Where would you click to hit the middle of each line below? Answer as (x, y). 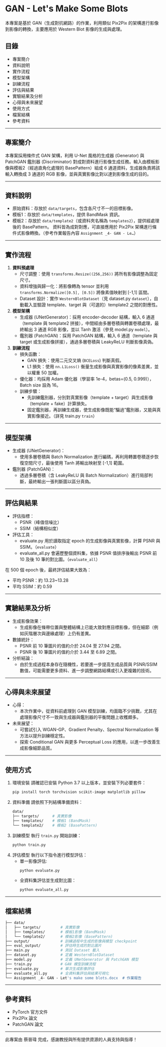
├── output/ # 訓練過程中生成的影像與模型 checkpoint (71, 941)
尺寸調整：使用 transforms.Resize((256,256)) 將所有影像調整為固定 (89, 274)
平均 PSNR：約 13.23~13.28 (40, 580)
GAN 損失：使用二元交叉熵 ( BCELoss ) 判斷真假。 (75, 360)
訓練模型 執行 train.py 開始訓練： (47, 835)
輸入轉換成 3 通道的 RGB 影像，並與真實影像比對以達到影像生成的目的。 (78, 174)
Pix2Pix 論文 (25, 1018)
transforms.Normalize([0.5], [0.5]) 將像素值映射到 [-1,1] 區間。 (85, 293)
